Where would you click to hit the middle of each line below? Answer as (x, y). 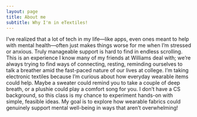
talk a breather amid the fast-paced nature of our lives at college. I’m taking (98, 71)
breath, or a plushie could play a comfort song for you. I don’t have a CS (93, 89)
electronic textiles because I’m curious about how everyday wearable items (97, 76)
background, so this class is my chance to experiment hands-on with (90, 95)
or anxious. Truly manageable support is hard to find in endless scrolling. (94, 52)
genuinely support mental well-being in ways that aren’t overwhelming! (92, 108)
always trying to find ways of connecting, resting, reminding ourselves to (94, 64)
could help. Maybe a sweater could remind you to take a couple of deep (93, 83)
